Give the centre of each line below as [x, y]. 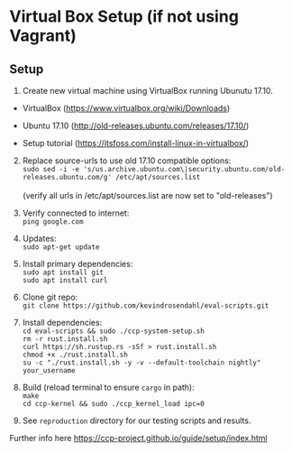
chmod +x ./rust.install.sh [75, 355]
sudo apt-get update [61, 247]
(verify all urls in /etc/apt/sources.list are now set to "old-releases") [147, 195]
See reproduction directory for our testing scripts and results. [137, 420]
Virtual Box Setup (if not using [124, 17]
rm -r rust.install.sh [65, 339]
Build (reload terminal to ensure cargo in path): [109, 387]
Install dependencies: [62, 323]
